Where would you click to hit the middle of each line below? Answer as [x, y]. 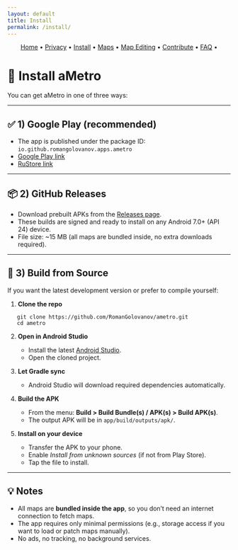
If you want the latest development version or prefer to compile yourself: [113, 290]
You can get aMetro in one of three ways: [68, 96]
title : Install [30, 21]
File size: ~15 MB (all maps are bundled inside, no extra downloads [115, 236]
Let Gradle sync [41, 371]
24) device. [34, 229]
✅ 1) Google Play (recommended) [82, 124]
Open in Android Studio [53, 336]
